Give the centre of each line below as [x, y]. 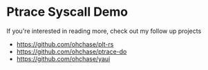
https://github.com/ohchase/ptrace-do [72, 51]
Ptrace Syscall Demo [67, 12]
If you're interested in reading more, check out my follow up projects [104, 31]
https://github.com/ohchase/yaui [63, 58]
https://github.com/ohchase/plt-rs [65, 44]
